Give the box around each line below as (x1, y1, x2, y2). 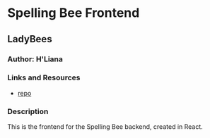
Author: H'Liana (7, 54, 64, 64)
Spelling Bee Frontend (7, 5, 140, 21)
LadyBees (7, 33, 52, 45)
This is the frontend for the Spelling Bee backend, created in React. (7, 123, 203, 131)
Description (7, 106, 49, 116)
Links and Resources (7, 73, 81, 82)
